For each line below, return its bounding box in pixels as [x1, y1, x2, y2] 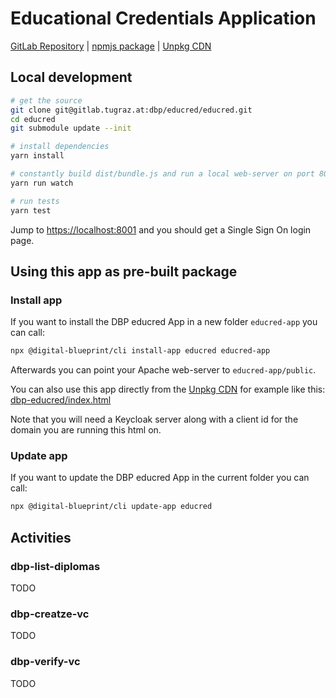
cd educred [10, 114, 56, 124]
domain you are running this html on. [10, 424, 162, 436]
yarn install [10, 151, 65, 161]
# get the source [10, 95, 83, 106]
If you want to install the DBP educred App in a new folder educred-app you [10, 316, 318, 328]
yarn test [10, 205, 52, 216]
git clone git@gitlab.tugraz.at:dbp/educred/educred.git [10, 105, 253, 115]
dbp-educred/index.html [10, 394, 112, 406]
